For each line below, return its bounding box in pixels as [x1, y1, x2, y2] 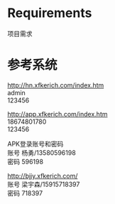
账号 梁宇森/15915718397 [7, 180, 80, 188]
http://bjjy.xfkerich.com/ [7, 171, 78, 180]
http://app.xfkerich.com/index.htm [7, 109, 108, 118]
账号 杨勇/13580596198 [7, 148, 76, 157]
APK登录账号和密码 [7, 139, 64, 148]
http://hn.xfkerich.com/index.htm [7, 80, 104, 90]
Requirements [7, 5, 92, 21]
